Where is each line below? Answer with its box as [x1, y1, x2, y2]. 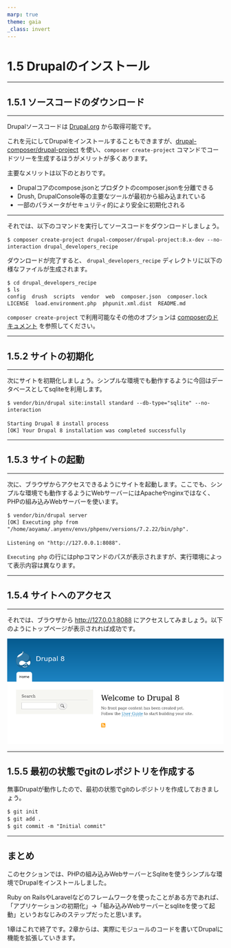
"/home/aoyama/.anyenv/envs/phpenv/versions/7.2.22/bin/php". [7, 526, 189, 533]
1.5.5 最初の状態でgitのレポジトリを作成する [7, 765, 196, 777]
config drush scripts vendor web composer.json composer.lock [7, 293, 208, 300]
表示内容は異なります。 [12, 561, 79, 569]
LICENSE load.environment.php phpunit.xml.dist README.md [7, 300, 186, 307]
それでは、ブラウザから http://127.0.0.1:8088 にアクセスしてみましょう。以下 [7, 615, 223, 624]
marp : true [7, 11, 38, 18]
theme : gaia [7, 18, 41, 25]
